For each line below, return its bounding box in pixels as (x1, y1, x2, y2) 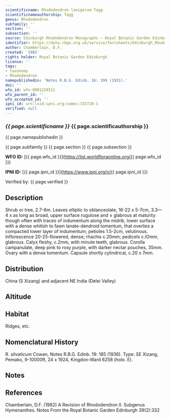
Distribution (5, 264, 44, 273)
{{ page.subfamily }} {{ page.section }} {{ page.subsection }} (5, 144, 132, 150)
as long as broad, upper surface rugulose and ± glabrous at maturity (13, 212, 156, 218)
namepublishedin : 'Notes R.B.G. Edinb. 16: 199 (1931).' (5, 78, 128, 83)
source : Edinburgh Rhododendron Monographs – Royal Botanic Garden (5, 36, 151, 41)
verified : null (5, 106, 37, 111)
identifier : (5, 40, 30, 45)
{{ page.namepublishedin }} (5, 134, 63, 141)
